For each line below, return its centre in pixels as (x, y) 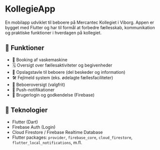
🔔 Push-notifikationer (33, 90)
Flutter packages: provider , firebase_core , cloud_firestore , (72, 137)
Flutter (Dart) (25, 122)
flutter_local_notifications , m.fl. (47, 142)
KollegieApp (30, 9)
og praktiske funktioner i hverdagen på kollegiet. (53, 33)
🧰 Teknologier (26, 110)
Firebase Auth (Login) (34, 127)
